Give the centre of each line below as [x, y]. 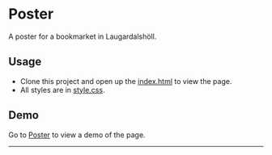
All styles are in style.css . [62, 90]
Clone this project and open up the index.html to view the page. [126, 81]
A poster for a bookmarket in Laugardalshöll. [83, 36]
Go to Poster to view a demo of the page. [77, 135]
